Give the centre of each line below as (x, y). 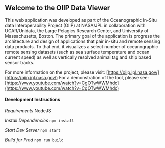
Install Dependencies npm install (40, 121)
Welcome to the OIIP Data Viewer (58, 8)
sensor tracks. (20, 62)
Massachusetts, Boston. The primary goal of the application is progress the (83, 36)
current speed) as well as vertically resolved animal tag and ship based (78, 57)
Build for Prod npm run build (34, 140)
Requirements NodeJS (28, 111)
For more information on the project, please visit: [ (57, 72)
